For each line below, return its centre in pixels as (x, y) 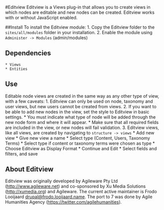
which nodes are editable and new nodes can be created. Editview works (80, 12)
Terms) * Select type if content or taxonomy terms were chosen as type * (80, 143)
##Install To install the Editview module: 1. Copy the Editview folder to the (80, 27)
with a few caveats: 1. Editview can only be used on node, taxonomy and (79, 101)
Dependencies (28, 53)
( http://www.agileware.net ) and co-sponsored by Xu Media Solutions (76, 186)
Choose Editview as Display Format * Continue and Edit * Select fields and (81, 148)
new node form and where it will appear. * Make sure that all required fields (82, 122)
